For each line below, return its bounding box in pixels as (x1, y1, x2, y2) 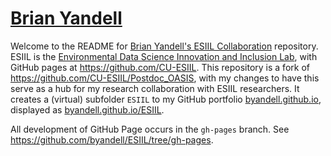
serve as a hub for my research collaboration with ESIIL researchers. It (10, 82, 300, 94)
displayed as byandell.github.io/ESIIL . (10, 103, 165, 116)
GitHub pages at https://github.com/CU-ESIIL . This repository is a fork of (10, 61, 310, 73)
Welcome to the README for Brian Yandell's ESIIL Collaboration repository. (10, 40, 319, 52)
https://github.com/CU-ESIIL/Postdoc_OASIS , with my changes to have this (10, 72, 320, 84)
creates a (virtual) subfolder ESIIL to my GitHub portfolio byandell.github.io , (10, 93, 322, 105)
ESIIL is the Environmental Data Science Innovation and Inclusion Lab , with (10, 50, 318, 62)
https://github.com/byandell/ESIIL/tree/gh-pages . (10, 133, 214, 146)
